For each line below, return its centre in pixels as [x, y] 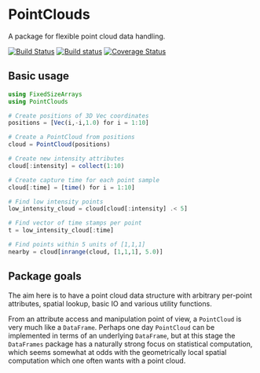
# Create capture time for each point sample [84, 180]
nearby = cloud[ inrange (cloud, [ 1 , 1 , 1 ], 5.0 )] [86, 252]
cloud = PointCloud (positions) [59, 144]
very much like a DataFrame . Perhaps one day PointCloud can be [112, 327]
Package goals [45, 276]
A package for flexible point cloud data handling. [87, 36]
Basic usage [38, 76]
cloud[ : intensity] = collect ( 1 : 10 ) [66, 166]
